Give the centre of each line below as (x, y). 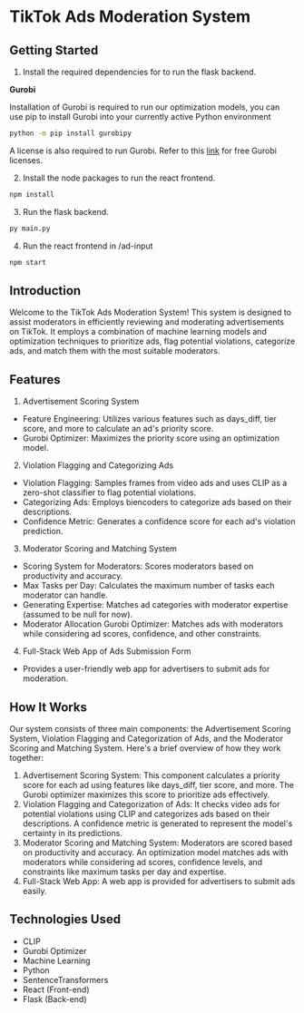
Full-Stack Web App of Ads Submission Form (107, 651)
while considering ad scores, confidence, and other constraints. (142, 634)
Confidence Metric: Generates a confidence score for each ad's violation (159, 521)
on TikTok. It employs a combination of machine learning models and (138, 332)
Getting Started (54, 50)
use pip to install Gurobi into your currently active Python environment (140, 117)
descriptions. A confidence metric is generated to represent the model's (157, 823)
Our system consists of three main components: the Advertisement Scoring (151, 728)
